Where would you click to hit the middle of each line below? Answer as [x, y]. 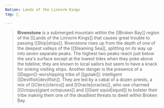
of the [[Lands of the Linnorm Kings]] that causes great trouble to [83, 38]
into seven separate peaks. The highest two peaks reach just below [85, 53]
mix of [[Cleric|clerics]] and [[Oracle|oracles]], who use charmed [83, 84]
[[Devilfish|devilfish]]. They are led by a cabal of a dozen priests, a [85, 80]
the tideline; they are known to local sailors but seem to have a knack [87, 64]
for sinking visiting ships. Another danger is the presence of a [80, 69]
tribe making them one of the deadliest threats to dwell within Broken [87, 95]
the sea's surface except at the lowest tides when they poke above [85, 58]
